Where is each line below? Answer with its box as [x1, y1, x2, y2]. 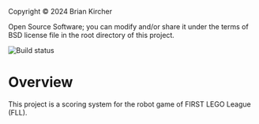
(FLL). [8, 107, 28, 117]
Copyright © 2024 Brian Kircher [8, 7, 113, 16]
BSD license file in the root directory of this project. [8, 31, 175, 39]
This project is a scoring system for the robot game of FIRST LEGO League [8, 99, 251, 109]
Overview [8, 73, 73, 92]
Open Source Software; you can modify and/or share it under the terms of [8, 22, 249, 31]
